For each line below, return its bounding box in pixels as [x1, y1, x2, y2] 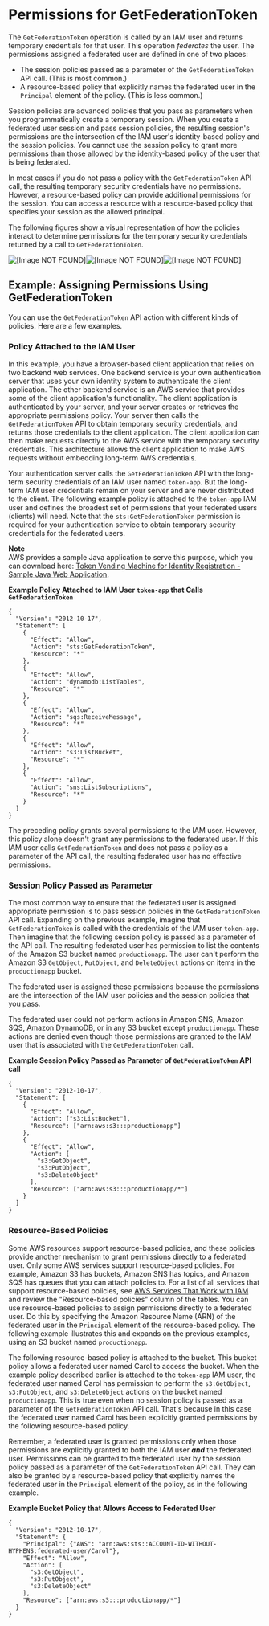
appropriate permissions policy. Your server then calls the [8, 411, 199, 420]
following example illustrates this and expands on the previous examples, [8, 1328, 251, 1338]
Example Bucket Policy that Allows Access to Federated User [8, 1503, 216, 1513]
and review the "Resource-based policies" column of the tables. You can [8, 1294, 249, 1304]
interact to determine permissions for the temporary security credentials [8, 231, 247, 240]
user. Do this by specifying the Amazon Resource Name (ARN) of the [8, 1311, 236, 1321]
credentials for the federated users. [8, 529, 126, 538]
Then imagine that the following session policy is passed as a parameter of [8, 932, 256, 942]
